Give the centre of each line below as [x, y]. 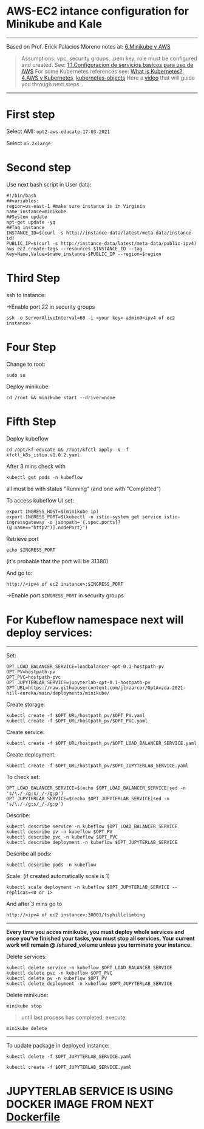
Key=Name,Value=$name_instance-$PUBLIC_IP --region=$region [84, 254]
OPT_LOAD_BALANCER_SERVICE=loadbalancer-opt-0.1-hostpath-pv [85, 667]
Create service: [25, 732]
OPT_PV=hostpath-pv [31, 672]
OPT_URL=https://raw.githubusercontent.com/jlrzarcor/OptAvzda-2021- [96, 688]
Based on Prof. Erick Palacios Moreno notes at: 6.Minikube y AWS [89, 46]
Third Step [33, 278]
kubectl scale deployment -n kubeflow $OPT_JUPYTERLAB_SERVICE [88, 887]
